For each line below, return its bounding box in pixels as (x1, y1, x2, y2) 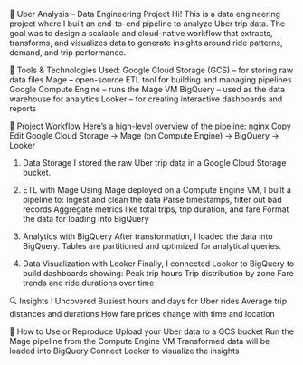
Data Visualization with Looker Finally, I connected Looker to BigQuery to (22, 258, 295, 269)
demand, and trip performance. (9, 47, 127, 58)
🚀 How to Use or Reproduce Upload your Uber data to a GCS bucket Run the (9, 326, 294, 337)
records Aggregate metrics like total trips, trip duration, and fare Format (22, 204, 289, 215)
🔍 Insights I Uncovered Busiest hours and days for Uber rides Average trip (9, 295, 288, 306)
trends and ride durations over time (22, 277, 155, 288)
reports (9, 103, 37, 113)
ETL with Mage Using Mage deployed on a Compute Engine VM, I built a (22, 185, 292, 195)
